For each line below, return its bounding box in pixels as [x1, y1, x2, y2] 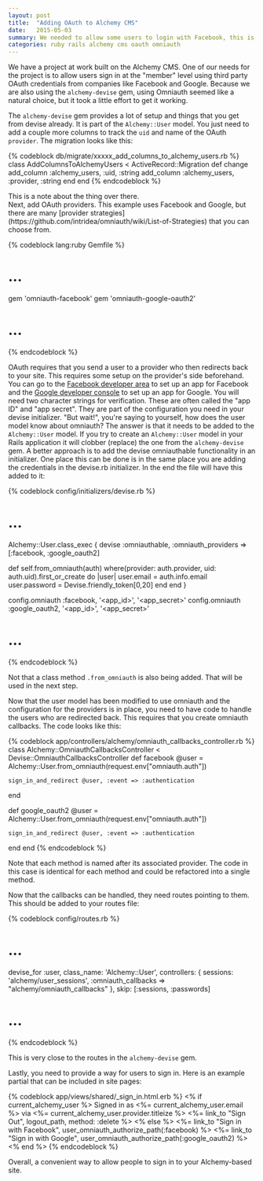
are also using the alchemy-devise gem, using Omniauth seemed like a [8, 87, 235, 97]
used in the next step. [8, 681, 79, 690]
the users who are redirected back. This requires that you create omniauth [8, 712, 249, 722]
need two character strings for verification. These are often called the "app [8, 396, 251, 405]
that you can [209, 217, 250, 226]
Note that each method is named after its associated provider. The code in [8, 858, 249, 867]
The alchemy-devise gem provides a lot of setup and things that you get [8, 111, 239, 120]
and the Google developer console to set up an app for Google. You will [8, 388, 239, 397]
